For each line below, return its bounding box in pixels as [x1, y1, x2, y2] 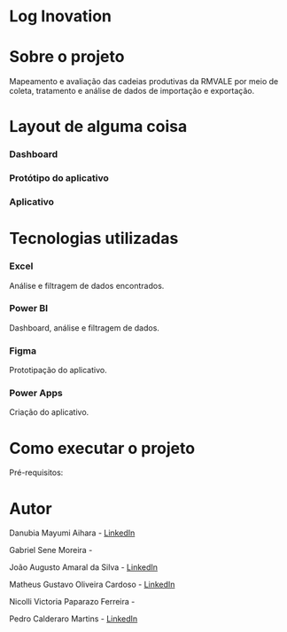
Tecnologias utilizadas [9, 229, 179, 249]
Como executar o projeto [9, 438, 196, 458]
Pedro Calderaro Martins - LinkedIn [9, 613, 138, 624]
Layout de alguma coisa [9, 117, 188, 137]
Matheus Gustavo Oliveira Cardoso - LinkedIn [9, 579, 175, 590]
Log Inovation [9, 6, 112, 27]
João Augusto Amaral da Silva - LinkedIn [9, 562, 158, 573]
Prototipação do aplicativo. [9, 365, 108, 376]
